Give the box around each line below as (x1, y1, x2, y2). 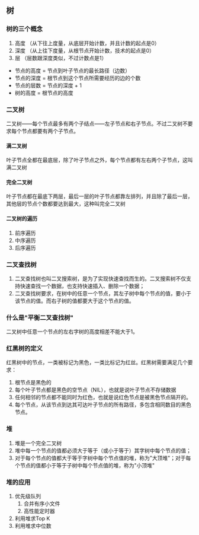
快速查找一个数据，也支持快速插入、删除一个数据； (20, 282, 145, 289)
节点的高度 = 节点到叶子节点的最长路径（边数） (14, 67, 130, 74)
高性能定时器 (23, 508, 55, 515)
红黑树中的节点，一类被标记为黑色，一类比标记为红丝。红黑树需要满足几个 (6, 359, 188, 366)
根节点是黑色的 (14, 379, 52, 386)
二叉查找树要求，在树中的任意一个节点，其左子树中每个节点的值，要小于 (14, 289, 191, 297)
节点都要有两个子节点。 (21, 127, 79, 135)
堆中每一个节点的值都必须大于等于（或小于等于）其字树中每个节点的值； (14, 447, 191, 454)
